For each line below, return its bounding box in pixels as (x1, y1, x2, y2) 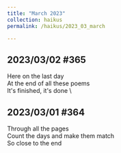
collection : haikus (7, 16, 63, 23)
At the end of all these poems (7, 79, 90, 87)
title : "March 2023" (7, 10, 66, 17)
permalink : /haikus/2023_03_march (7, 23, 106, 29)
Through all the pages (7, 124, 70, 133)
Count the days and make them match (7, 132, 115, 140)
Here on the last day (7, 72, 64, 81)
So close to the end (7, 139, 62, 147)
